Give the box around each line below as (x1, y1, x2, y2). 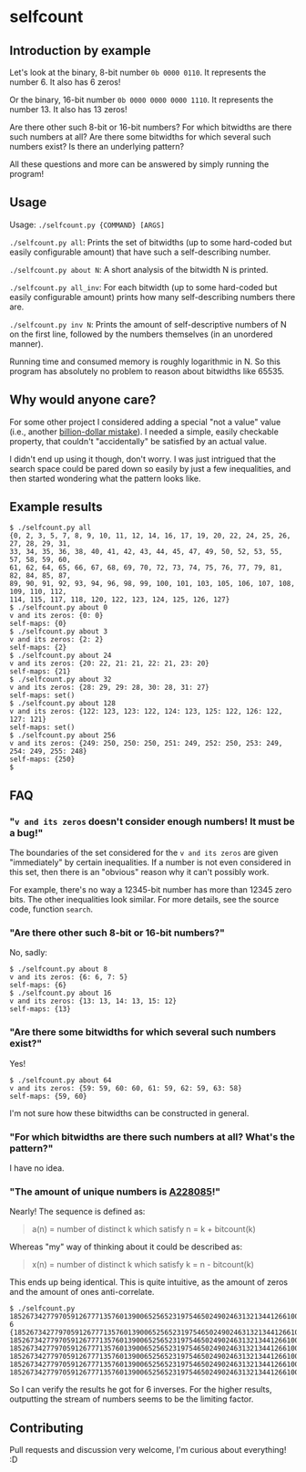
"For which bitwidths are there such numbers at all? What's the (9, 1130, 296, 1143)
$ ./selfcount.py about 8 (9, 965, 107, 974)
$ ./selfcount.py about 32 (9, 675, 112, 684)
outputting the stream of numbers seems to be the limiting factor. (9, 1394, 254, 1404)
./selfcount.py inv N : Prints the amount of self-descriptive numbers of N (9, 318, 287, 329)
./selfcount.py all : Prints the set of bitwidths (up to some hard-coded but (9, 236, 292, 247)
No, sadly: (9, 947, 48, 958)
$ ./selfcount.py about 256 (9, 731, 117, 740)
